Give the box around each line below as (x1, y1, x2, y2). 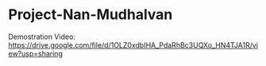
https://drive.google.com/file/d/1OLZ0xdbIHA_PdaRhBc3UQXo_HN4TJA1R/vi (8, 40, 258, 49)
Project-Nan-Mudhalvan (8, 6, 173, 24)
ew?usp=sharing (8, 49, 64, 58)
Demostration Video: (8, 32, 75, 41)
